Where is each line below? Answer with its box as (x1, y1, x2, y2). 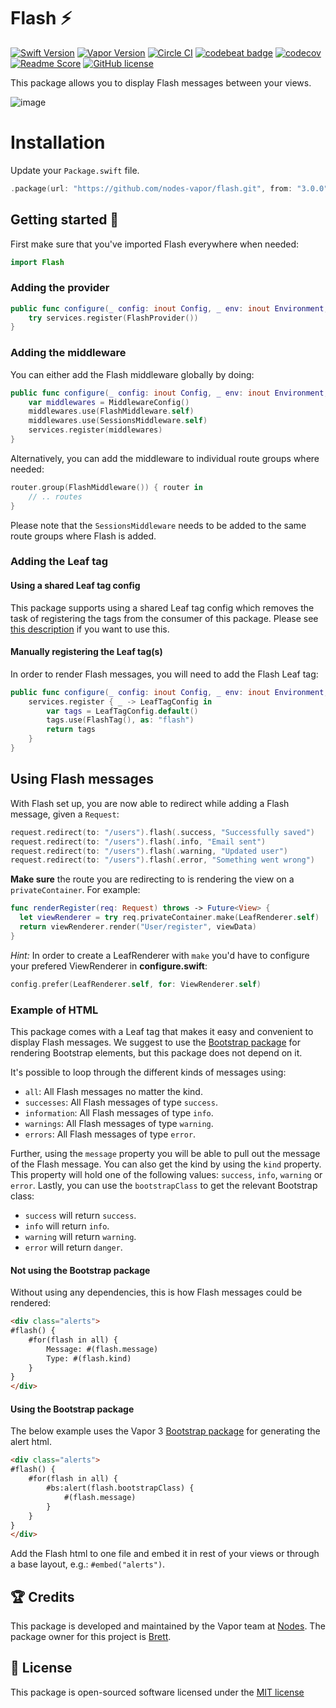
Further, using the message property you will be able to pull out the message (10, 1147, 321, 1159)
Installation (10, 131, 106, 154)
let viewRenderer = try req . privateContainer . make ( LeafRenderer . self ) (19, 913, 320, 923)
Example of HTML (10, 1003, 99, 1017)
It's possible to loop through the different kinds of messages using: (10, 1066, 287, 1078)
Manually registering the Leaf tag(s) (10, 646, 163, 658)
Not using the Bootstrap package (10, 1264, 151, 1276)
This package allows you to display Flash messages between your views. (10, 76, 312, 89)
